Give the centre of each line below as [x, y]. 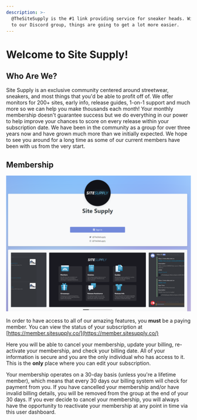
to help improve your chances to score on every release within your [87, 121]
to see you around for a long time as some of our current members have [93, 140]
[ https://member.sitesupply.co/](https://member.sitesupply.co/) [82, 333]
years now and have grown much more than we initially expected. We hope [97, 134]
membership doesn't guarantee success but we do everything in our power [97, 115]
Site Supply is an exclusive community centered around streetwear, [87, 90]
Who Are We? [32, 76]
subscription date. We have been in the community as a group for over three [98, 128]
